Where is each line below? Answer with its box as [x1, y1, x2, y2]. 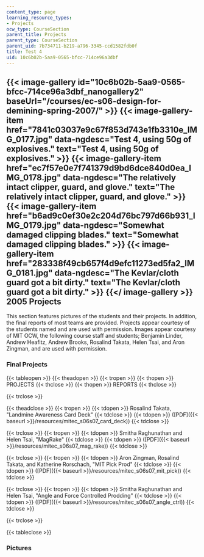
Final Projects [6, 360, 47, 369]
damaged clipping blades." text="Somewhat [6, 230, 179, 240]
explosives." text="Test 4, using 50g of [6, 144, 159, 155]
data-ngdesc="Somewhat [63, 220, 164, 231]
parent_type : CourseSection [6, 37, 78, 43]
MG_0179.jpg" [6, 220, 62, 231]
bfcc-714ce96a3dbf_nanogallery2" [6, 87, 144, 97]
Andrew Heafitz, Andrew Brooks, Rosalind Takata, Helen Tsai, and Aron [6, 338, 185, 346]
